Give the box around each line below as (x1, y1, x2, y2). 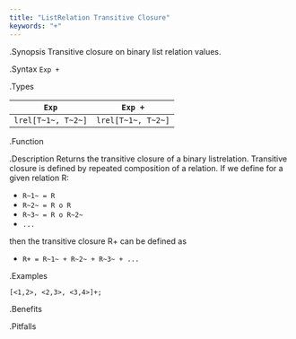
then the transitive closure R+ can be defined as (9, 235, 187, 247)
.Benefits (9, 303, 43, 314)
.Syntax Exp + (9, 64, 60, 74)
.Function (9, 135, 45, 146)
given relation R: (9, 172, 70, 183)
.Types (9, 81, 34, 91)
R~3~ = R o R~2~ (22, 210, 83, 220)
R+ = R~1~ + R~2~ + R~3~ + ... (22, 255, 140, 264)
